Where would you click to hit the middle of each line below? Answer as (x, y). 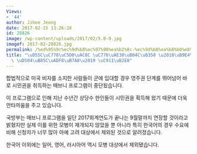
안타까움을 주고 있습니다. (34, 105)
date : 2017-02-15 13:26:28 (39, 28)
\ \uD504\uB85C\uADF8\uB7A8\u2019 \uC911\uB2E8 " (72, 60)
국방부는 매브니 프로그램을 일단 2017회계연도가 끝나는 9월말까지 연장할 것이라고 (97, 117)
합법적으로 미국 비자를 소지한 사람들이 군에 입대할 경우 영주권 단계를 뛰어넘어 (94, 78)
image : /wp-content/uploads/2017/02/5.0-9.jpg (64, 39)
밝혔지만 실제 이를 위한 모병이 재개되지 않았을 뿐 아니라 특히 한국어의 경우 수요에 (98, 125)
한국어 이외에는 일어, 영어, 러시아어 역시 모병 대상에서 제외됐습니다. (83, 145)
